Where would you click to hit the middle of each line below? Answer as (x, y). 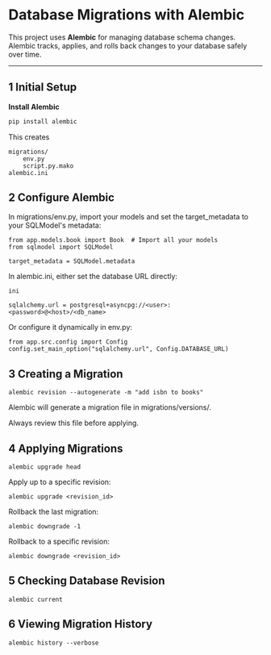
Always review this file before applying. (74, 423)
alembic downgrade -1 (45, 527)
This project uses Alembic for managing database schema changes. (122, 37)
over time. (25, 54)
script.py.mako (48, 166)
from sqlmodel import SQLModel (61, 248)
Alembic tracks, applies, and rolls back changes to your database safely (128, 45)
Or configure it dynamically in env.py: (71, 327)
